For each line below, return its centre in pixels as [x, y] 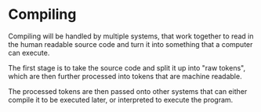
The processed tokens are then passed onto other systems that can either [128, 91]
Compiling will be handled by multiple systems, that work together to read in [131, 36]
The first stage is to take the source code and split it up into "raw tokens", [127, 67]
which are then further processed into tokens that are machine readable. [125, 76]
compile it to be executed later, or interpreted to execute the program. [121, 99]
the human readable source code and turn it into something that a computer [130, 44]
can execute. [29, 52]
